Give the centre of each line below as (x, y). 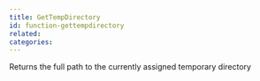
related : (25, 33)
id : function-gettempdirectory (67, 26)
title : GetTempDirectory (55, 17)
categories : (31, 42)
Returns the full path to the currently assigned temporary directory (130, 67)
